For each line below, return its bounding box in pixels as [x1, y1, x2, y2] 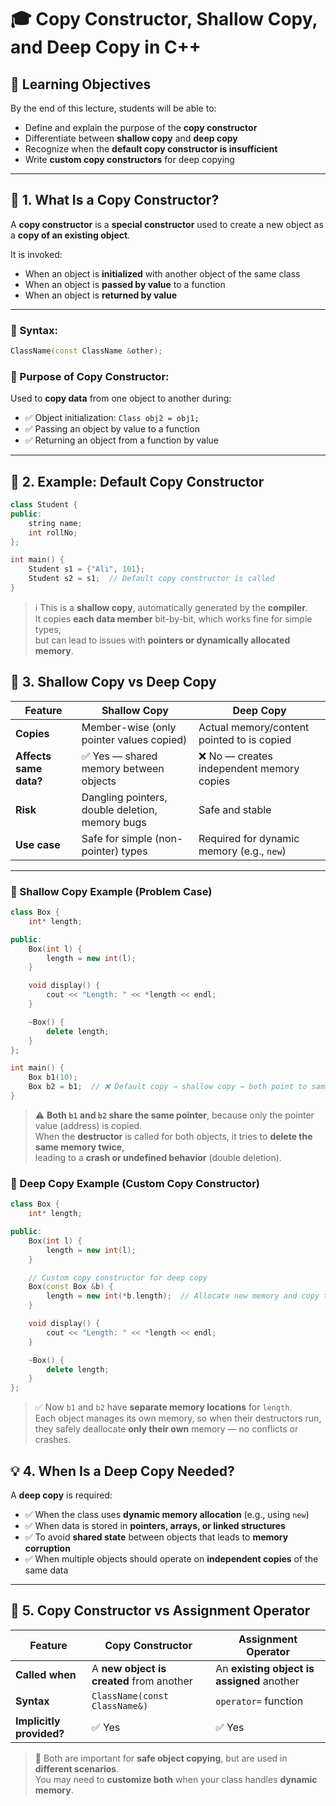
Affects [15, 749, 52, 763]
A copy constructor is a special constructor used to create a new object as [10, 218, 324, 230]
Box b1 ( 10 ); [28, 1072, 78, 1083]
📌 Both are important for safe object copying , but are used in [34, 1752, 288, 1764]
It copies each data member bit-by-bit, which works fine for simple [34, 612, 313, 625]
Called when [15, 1667, 77, 1681]
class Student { [10, 500, 78, 510]
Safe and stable [198, 802, 272, 816]
